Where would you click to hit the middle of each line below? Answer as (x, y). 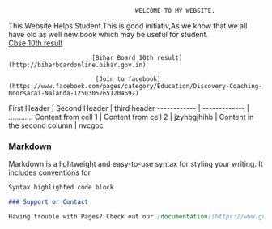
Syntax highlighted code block (61, 188)
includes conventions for (50, 172)
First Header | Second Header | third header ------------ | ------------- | (129, 108)
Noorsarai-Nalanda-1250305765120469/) (74, 93)
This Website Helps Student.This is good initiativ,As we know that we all (128, 26)
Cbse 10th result (36, 43)
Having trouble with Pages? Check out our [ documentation (108, 217)
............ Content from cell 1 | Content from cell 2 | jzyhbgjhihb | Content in (131, 117)
